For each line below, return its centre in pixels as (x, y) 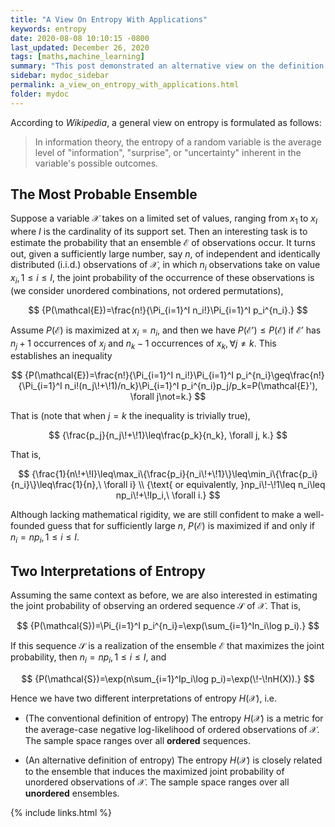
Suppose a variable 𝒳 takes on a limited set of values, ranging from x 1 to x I (164, 219)
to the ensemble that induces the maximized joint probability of (154, 771)
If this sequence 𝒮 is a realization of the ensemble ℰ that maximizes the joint (167, 646)
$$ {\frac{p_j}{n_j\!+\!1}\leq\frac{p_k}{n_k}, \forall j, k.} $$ (168, 435)
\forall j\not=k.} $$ (168, 397)
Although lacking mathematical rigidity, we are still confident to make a (156, 515)
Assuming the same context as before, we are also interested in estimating (164, 595)
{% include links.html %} (61, 812)
